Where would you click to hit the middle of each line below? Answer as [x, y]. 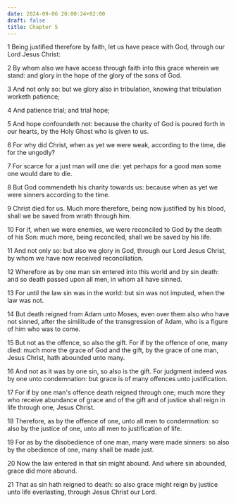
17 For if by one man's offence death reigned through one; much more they [116, 392]
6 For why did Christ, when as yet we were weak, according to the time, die [117, 145]
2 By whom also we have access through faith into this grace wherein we [113, 68]
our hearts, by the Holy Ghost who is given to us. [78, 132]
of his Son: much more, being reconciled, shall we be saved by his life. [110, 237]
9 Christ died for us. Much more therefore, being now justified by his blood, [117, 209]
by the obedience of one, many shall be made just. [81, 450]
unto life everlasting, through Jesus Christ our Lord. [82, 492]
